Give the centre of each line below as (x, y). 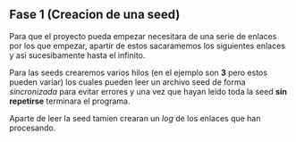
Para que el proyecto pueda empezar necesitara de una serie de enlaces (143, 36)
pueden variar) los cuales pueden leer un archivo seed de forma (127, 82)
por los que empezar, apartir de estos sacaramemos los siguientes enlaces (148, 46)
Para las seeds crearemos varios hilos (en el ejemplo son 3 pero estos (139, 72)
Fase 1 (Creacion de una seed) (95, 15)
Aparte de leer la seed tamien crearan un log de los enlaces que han (135, 118)
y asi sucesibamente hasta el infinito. (77, 55)
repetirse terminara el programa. (70, 101)
